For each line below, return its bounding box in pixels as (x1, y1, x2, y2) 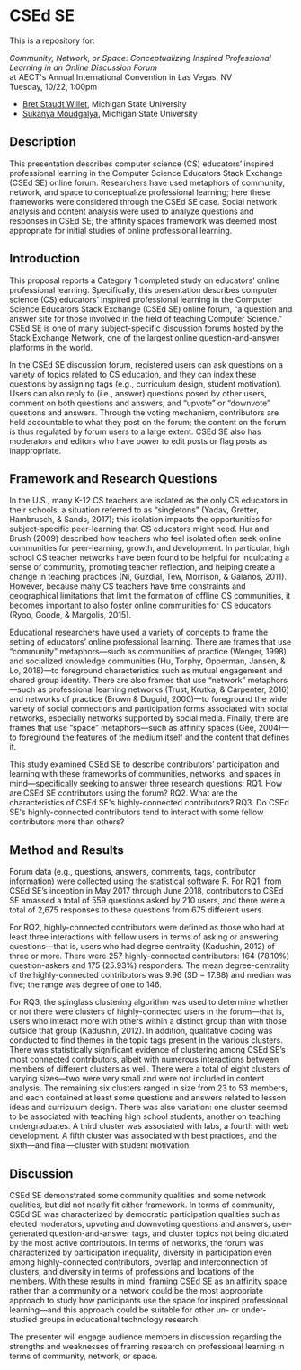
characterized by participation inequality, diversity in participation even (9, 1247, 272, 1258)
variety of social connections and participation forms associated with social (9, 703, 289, 715)
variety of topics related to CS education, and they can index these (9, 369, 257, 379)
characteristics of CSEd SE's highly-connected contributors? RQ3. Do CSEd (9, 797, 290, 808)
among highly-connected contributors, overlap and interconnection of (9, 1257, 268, 1268)
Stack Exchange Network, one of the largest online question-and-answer (9, 332, 280, 342)
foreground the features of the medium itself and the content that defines (18, 732, 290, 743)
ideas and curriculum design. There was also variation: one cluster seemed (9, 1102, 288, 1113)
